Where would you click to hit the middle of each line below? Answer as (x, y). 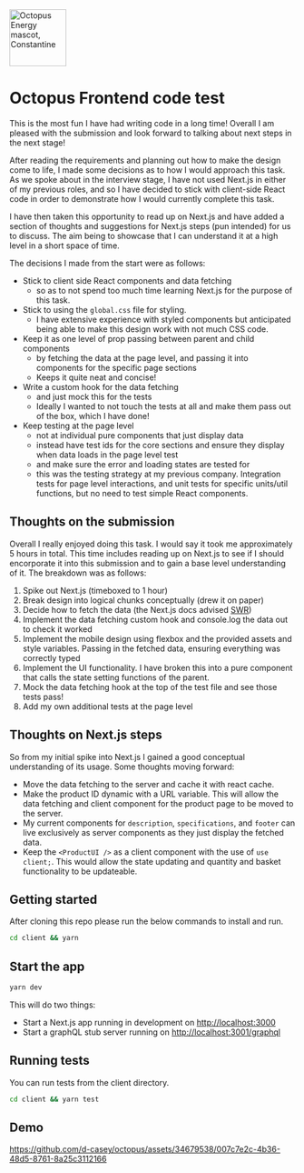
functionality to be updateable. (80, 871)
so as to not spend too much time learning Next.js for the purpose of (164, 290)
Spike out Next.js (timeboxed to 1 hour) (95, 590)
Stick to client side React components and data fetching (127, 280)
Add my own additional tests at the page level (108, 706)
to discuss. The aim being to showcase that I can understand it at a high (144, 236)
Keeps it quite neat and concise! (96, 377)
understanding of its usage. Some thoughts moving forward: (122, 767)
